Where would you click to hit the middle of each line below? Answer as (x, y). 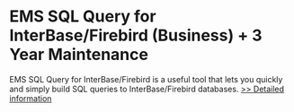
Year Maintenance (79, 55)
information (31, 98)
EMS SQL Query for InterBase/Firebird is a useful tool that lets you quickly (146, 79)
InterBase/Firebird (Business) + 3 (136, 35)
